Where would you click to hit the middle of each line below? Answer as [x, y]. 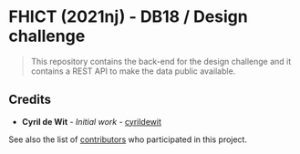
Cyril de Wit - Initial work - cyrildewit [91, 121]
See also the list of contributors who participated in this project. [128, 139]
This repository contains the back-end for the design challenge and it [161, 61]
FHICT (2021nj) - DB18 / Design [128, 17]
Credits [30, 100]
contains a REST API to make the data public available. [133, 71]
